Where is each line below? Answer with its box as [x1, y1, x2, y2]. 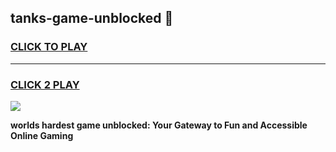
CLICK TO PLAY [10, 40, 88, 54]
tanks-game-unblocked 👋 [10, 10, 174, 27]
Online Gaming [10, 129, 74, 141]
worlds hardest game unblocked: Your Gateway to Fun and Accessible [10, 119, 308, 131]
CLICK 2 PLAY [10, 77, 80, 91]
